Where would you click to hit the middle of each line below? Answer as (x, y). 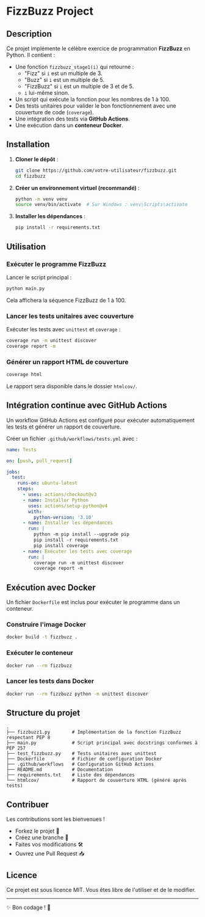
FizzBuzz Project (50, 11)
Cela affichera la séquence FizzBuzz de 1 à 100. (66, 300)
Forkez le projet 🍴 (37, 831)
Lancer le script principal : (39, 277)
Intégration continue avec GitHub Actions (87, 406)
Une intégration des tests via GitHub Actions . (72, 119)
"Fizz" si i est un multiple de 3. (63, 73)
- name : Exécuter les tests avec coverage (77, 551)
